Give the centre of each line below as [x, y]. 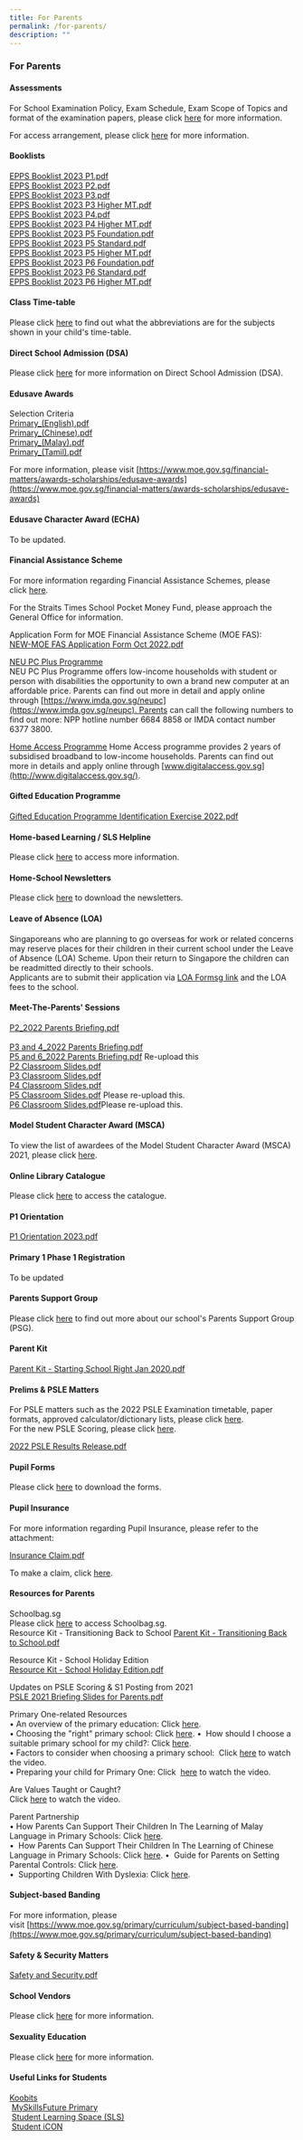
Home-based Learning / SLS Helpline [80, 837]
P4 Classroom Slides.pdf [56, 1085]
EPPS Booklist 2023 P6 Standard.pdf [78, 271]
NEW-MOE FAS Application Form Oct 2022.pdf [96, 644]
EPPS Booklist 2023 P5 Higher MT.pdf [80, 252]
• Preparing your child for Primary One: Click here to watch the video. [140, 1772]
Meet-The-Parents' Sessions [65, 1008]
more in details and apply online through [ [87, 766]
